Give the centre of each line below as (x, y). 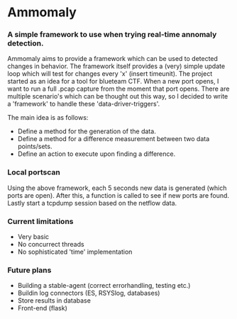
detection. (26, 43)
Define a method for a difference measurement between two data (114, 139)
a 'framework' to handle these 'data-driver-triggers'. (84, 104)
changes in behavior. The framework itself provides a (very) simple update (116, 66)
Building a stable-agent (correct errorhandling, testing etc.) (104, 286)
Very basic (33, 237)
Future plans (29, 270)
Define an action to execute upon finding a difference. (97, 154)
